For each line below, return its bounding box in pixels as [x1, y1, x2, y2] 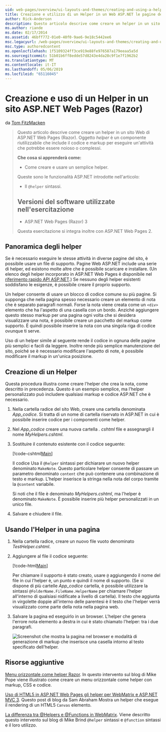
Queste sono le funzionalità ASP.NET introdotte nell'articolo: [17, 173, 140, 179]
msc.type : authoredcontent [5, 44, 61, 49]
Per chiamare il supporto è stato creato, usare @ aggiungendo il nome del [12, 572, 161, 578]
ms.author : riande [5, 26, 43, 31]
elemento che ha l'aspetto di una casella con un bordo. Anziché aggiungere [5, 307, 159, 313]
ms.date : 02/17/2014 [5, 30, 48, 35]
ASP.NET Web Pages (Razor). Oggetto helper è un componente [17, 134, 147, 140]
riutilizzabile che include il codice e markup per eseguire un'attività [17, 139, 154, 146]
